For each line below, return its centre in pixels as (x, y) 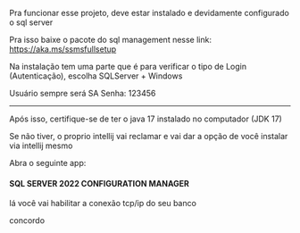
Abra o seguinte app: (48, 163)
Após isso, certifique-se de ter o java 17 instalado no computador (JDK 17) (146, 119)
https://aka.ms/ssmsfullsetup (63, 49)
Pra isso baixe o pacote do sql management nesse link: (111, 40)
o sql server (31, 22)
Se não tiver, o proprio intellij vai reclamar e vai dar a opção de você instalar (149, 136)
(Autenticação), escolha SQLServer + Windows (96, 76)
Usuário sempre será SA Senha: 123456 (83, 93)
